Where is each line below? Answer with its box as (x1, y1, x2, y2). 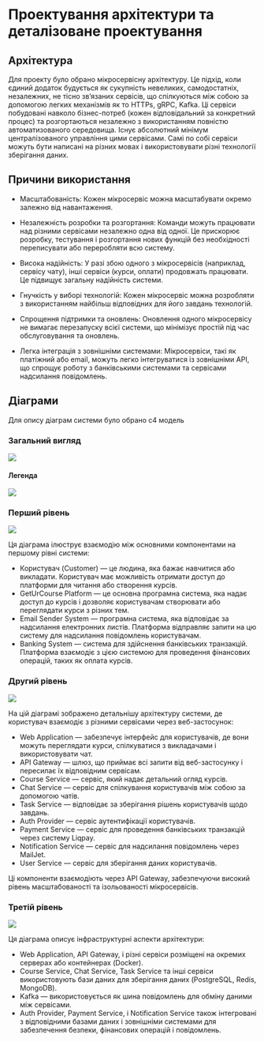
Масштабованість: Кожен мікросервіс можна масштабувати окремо (19, 194, 252, 203)
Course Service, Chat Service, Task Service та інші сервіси (19, 966, 214, 976)
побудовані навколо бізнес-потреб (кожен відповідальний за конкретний (8, 108, 256, 118)
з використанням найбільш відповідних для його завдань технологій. (19, 299, 253, 308)
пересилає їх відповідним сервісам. (19, 766, 142, 775)
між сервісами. (19, 1000, 73, 1010)
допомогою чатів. (19, 791, 80, 800)
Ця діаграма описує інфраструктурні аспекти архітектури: (8, 935, 205, 944)
